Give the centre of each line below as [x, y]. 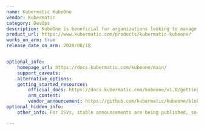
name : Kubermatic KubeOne [39, 12]
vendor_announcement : [56, 101]
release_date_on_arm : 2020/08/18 [49, 46]
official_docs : [47, 90]
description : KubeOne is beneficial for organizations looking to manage [102, 29]
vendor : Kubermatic [31, 18]
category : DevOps [28, 23]
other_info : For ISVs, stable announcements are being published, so [107, 112]
